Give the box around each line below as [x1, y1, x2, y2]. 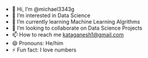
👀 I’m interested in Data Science [11, 12, 91, 19]
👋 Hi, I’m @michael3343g [11, 6, 75, 12]
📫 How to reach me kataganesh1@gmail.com [11, 31, 124, 38]
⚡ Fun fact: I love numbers [11, 46, 76, 53]
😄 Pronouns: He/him [11, 40, 64, 47]
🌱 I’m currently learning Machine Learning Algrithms [11, 18, 140, 25]
